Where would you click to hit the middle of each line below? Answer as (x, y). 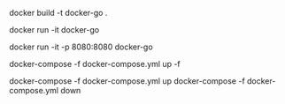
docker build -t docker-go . (58, 13)
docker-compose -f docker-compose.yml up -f (95, 64)
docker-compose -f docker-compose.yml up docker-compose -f (127, 81)
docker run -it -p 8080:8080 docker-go (81, 47)
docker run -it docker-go (54, 30)
